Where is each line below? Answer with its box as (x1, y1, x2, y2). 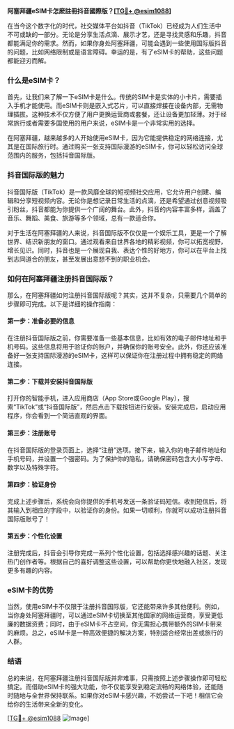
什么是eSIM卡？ (7, 75, 61, 85)
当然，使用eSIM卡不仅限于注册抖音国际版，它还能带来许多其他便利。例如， (7, 603, 224, 611)
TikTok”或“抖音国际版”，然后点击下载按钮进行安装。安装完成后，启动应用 (16, 403, 226, 411)
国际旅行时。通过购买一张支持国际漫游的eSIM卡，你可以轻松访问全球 (25, 142, 224, 151)
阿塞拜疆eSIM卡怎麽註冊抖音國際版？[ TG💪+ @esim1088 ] (7, 7, 172, 15)
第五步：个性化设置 (7, 532, 63, 540)
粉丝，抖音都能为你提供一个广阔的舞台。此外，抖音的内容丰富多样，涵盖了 (13, 205, 227, 213)
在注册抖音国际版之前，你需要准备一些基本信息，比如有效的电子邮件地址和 (7, 334, 221, 343)
